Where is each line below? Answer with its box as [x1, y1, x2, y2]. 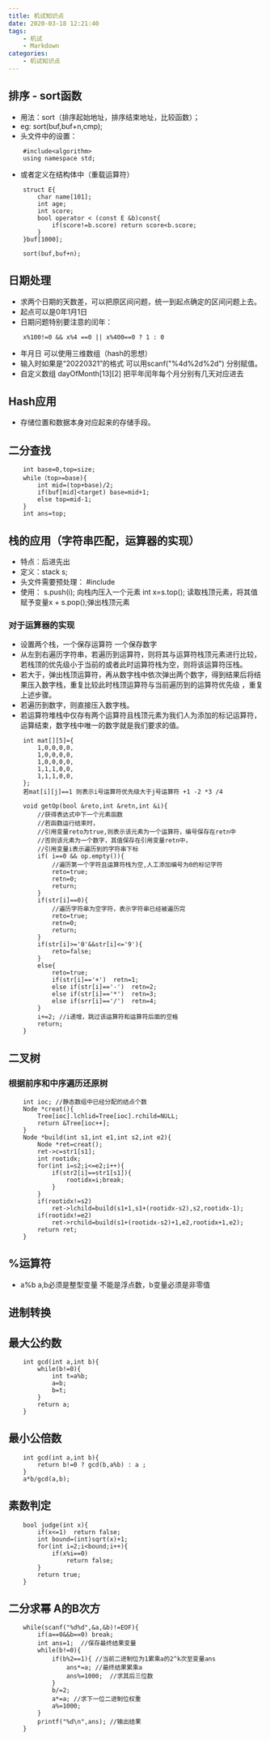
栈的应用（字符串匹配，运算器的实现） [8, 534, 200, 547]
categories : [8, 49, 49, 58]
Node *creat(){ [23, 1104, 74, 1113]
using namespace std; [23, 154, 95, 162]
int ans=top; [23, 510, 67, 518]
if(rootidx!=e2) [37, 1211, 92, 1219]
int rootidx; [37, 1155, 82, 1163]
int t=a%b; [51, 1372, 89, 1380]
